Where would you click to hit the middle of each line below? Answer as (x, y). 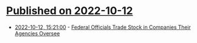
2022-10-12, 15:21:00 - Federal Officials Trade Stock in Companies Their (103, 27)
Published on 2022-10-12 (70, 11)
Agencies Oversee (37, 33)
